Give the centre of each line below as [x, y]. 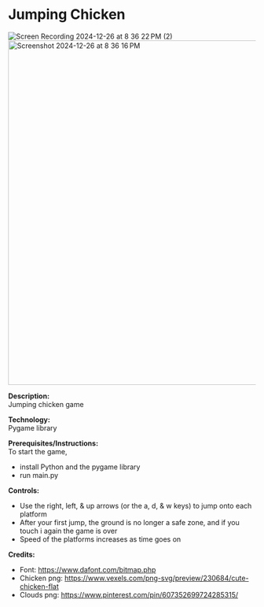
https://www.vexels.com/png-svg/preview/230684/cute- [156, 578]
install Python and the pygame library [80, 467]
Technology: [29, 420]
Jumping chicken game [46, 404]
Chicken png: [41, 578]
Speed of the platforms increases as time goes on [100, 539]
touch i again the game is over [68, 531]
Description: [29, 396]
